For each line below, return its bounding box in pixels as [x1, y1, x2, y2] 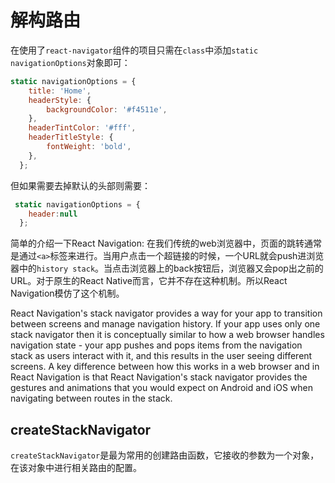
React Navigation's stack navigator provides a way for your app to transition [10, 307, 323, 320]
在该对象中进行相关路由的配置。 [10, 462, 142, 474]
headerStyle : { [28, 95, 92, 105]
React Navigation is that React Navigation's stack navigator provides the [10, 371, 308, 383]
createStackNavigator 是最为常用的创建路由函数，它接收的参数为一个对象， [10, 449, 320, 461]
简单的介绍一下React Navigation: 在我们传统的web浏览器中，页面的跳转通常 [10, 237, 322, 250]
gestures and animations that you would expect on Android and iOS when [10, 382, 314, 394]
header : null [28, 209, 78, 219]
